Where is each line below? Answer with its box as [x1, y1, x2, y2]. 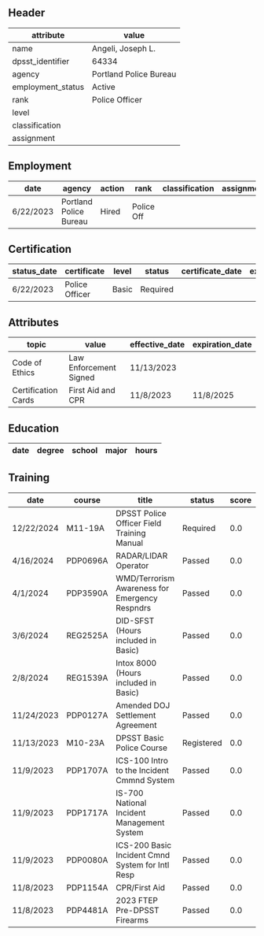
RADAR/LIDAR [115, 550, 168, 561]
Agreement [115, 719, 157, 730]
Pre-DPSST [115, 904, 159, 916]
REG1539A [66, 672, 108, 683]
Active [91, 81, 115, 92]
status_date [12, 266, 57, 277]
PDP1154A [66, 882, 108, 893]
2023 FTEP [115, 894, 159, 905]
